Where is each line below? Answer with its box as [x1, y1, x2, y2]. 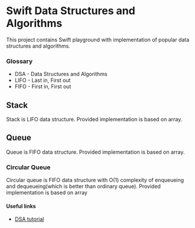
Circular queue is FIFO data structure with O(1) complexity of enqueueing [6, 177, 184, 184]
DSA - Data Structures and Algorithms [14, 71, 108, 78]
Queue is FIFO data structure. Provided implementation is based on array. [6, 148, 185, 156]
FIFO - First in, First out [14, 83, 71, 90]
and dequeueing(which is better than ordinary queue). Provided [6, 183, 161, 190]
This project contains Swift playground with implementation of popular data [6, 36, 190, 43]
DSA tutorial [14, 216, 44, 223]
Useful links [6, 202, 37, 210]
